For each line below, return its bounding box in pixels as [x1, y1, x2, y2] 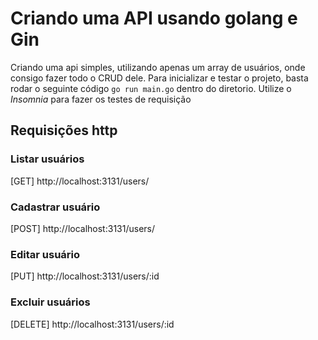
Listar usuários [10, 152, 85, 166]
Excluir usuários [10, 295, 91, 309]
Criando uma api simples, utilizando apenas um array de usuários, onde [10, 61, 306, 73]
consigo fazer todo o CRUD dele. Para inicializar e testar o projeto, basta [10, 72, 309, 84]
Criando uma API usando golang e [10, 7, 298, 30]
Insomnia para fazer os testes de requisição [10, 93, 192, 105]
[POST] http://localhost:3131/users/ [10, 222, 155, 234]
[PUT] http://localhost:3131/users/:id [10, 270, 160, 282]
